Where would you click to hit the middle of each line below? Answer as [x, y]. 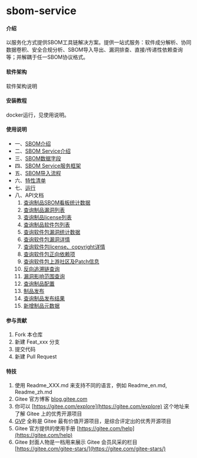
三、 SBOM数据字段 [38, 158]
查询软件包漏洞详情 [47, 239]
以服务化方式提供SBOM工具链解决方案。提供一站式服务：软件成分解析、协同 [99, 42]
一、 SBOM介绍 [33, 144]
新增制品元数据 [41, 306]
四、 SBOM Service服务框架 [48, 166]
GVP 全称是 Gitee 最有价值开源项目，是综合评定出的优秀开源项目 [93, 421]
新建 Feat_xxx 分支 [37, 342]
